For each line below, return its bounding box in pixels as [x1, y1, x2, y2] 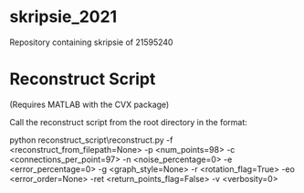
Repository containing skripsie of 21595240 [9, 37, 173, 48]
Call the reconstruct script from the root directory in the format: [9, 116, 248, 127]
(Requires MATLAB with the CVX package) [9, 99, 170, 110]
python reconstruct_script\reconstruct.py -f [9, 134, 173, 145]
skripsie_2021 [9, 6, 118, 27]
